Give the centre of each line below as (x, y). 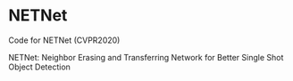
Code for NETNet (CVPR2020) (64, 40)
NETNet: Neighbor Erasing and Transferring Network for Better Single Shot (146, 57)
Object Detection (39, 67)
